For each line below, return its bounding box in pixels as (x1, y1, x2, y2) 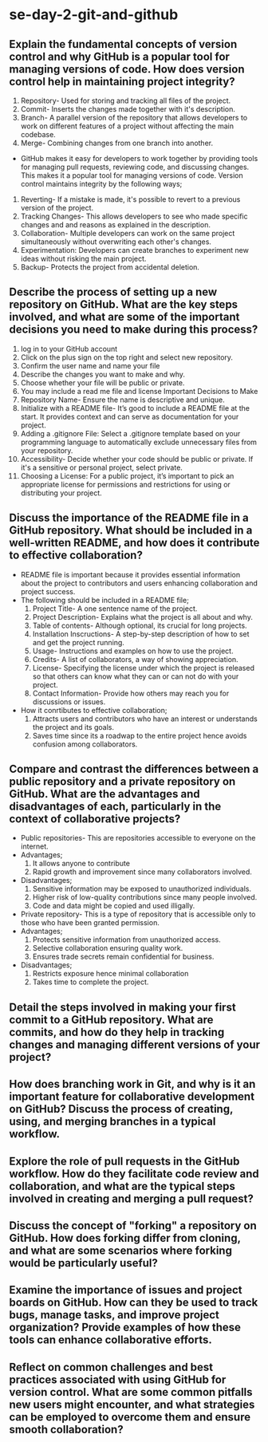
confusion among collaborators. (32, 739, 138, 749)
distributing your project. (20, 488, 102, 498)
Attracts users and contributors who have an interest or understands (32, 714, 258, 723)
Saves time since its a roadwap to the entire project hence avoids (32, 731, 247, 740)
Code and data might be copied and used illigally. (32, 901, 195, 911)
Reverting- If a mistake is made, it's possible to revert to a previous (20, 195, 241, 204)
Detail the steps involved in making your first (9, 1000, 236, 1014)
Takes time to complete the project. (32, 977, 149, 987)
